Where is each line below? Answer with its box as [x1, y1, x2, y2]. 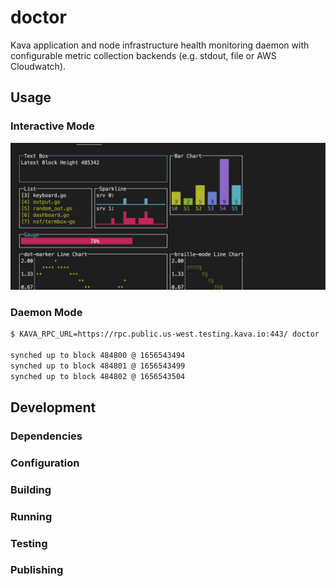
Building [10, 482, 52, 496]
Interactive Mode [10, 119, 95, 133]
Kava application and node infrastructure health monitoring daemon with [10, 39, 310, 51]
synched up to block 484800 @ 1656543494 [10, 350, 186, 360]
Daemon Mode [10, 305, 83, 319]
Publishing [10, 563, 64, 577]
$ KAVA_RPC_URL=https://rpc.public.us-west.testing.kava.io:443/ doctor [10, 329, 320, 340]
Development [10, 399, 97, 416]
